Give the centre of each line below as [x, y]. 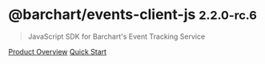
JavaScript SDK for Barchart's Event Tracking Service [116, 36]
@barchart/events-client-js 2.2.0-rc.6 [133, 15]
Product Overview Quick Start [57, 51]
